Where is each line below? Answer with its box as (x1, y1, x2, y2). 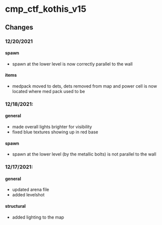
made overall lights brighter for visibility (12, 124, 92, 130)
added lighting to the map (12, 214, 65, 220)
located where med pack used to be (12, 88, 85, 94)
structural (5, 203, 26, 209)
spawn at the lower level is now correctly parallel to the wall (12, 61, 133, 67)
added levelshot (12, 192, 45, 198)
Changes (5, 23, 33, 32)
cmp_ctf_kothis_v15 (5, 3, 87, 15)
